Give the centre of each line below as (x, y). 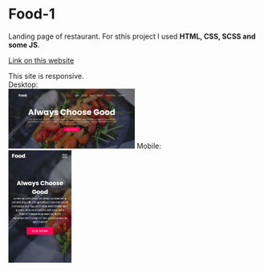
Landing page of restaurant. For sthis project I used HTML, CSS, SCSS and (132, 36)
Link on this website (41, 60)
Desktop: (23, 84)
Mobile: (149, 146)
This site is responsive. (46, 76)
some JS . (24, 44)
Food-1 (32, 14)
